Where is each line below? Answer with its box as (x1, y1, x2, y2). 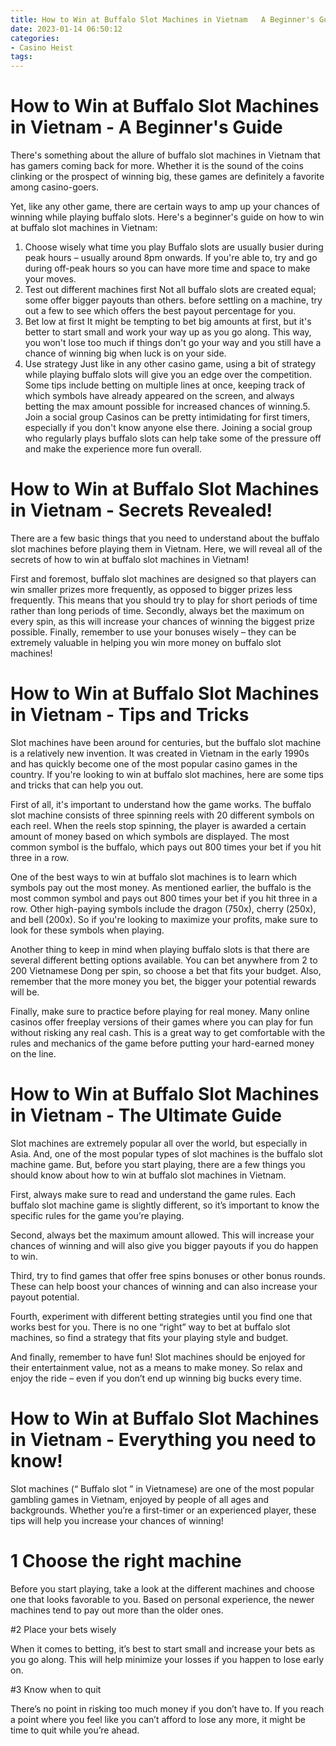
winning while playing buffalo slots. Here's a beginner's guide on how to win (10, 211, 325, 223)
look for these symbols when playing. (10, 924, 165, 936)
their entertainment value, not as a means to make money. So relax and (10, 1361, 303, 1373)
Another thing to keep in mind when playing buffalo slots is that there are (10, 943, 310, 955)
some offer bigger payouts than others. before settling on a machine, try (24, 294, 323, 306)
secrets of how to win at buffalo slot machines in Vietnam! (10, 554, 250, 565)
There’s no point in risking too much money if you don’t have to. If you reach (10, 1702, 325, 1715)
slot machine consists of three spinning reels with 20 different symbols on (10, 809, 315, 821)
